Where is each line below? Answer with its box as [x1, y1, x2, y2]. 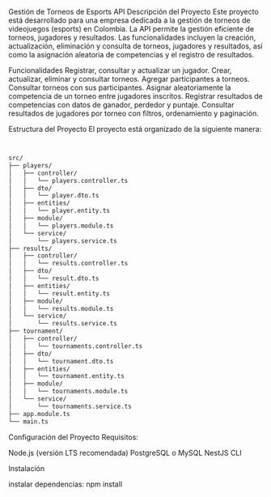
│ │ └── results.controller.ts [8, 259, 129, 268]
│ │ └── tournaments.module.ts [8, 388, 129, 396]
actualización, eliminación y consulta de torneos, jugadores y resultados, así [8, 41, 263, 51]
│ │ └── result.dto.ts [8, 274, 100, 282]
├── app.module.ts [8, 410, 70, 418]
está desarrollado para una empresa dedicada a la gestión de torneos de [8, 15, 251, 25]
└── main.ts [8, 417, 49, 426]
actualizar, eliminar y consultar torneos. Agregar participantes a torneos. [8, 74, 250, 83]
